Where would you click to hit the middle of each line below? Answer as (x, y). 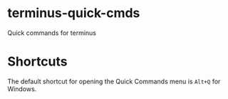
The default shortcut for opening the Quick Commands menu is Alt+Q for (114, 81)
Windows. (22, 89)
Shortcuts (37, 62)
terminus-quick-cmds (74, 13)
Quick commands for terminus (52, 33)
